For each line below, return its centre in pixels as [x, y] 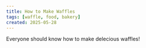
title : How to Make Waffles [41, 11]
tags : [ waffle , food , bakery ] [43, 17]
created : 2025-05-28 [32, 22]
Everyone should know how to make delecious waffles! [73, 39]
